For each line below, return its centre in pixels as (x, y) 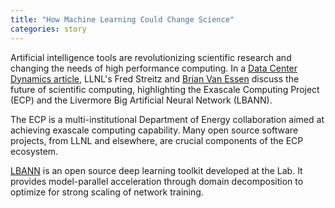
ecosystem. (34, 151)
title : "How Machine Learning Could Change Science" (122, 19)
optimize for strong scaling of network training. (107, 192)
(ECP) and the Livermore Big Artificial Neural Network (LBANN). (141, 100)
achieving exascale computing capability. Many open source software (154, 130)
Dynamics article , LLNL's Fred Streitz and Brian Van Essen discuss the (155, 78)
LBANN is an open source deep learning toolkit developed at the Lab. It (156, 170)
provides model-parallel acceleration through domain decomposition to (157, 181)
